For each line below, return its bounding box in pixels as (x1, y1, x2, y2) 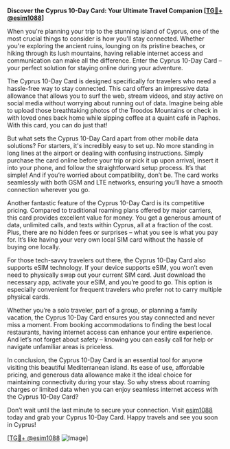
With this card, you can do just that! (7, 121, 108, 129)
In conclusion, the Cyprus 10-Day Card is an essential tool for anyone (7, 356, 203, 364)
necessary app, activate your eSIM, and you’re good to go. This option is (7, 278, 213, 286)
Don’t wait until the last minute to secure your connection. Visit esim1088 (7, 406, 213, 414)
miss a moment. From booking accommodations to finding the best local (7, 321, 211, 328)
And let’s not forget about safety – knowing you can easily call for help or (7, 335, 214, 344)
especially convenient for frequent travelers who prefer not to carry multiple (7, 286, 222, 293)
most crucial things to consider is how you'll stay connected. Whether (7, 34, 205, 43)
